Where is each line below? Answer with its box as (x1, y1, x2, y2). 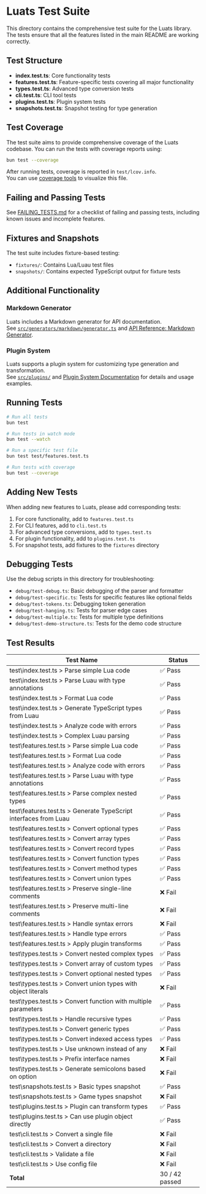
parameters (9, 1005, 43, 1013)
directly (9, 1120, 32, 1128)
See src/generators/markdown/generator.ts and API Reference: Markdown (6, 324, 195, 332)
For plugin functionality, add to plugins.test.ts (15, 534, 135, 542)
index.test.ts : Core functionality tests (15, 72, 111, 79)
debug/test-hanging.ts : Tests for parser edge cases (15, 607, 147, 614)
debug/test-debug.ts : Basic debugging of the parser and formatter (15, 587, 184, 595)
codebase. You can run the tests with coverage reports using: (6, 145, 162, 152)
